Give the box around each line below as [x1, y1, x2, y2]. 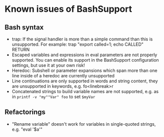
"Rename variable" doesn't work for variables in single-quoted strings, [11, 121, 156, 127]
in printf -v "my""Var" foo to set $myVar [11, 94, 95, 100]
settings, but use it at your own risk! [11, 63, 85, 68]
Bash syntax [4, 23, 44, 32]
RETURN [11, 47, 30, 52]
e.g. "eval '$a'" [11, 126, 43, 132]
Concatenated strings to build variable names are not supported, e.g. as [11, 89, 159, 94]
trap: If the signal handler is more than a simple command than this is [11, 36, 153, 42]
